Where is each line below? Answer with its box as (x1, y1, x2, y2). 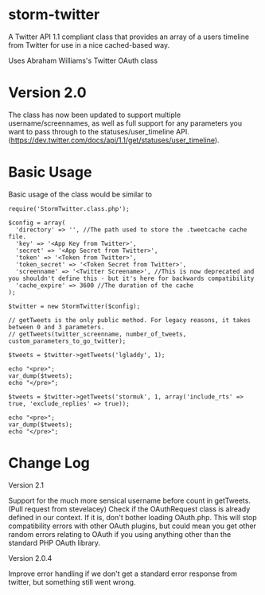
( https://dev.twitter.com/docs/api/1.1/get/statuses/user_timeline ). (8, 135, 220, 145)
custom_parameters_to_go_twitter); (8, 336, 127, 345)
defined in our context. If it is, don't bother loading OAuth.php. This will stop (8, 512, 257, 522)
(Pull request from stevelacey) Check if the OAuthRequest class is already (8, 504, 251, 514)
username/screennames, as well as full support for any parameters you (8, 118, 243, 128)
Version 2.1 (8, 480, 44, 490)
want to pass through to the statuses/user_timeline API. (8, 126, 189, 136)
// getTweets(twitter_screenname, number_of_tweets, (8, 330, 187, 338)
